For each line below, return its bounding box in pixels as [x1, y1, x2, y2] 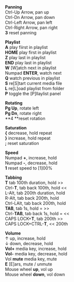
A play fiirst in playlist [5, 45, 48, 50]
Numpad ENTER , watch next [5, 70, 62, 76]
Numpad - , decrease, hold [5, 160, 58, 166]
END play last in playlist [5, 60, 52, 65]
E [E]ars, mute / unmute [5, 261, 52, 267]
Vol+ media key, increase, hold [5, 246, 67, 251]
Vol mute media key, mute [5, 256, 57, 262]
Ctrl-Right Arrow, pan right [5, 25, 58, 31]
